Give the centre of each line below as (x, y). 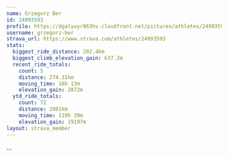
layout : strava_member (39, 128)
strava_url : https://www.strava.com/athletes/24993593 (86, 39)
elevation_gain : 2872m (51, 90)
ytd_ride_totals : (37, 97)
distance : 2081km (43, 109)
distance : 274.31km (46, 77)
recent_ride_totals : (42, 64)
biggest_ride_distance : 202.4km (59, 52)
